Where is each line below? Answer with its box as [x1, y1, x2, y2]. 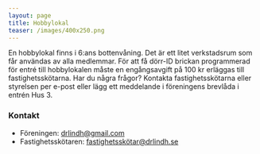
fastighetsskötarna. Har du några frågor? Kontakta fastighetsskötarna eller [8, 73, 252, 83]
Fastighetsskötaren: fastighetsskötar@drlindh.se [19, 137, 179, 146]
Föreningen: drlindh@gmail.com [19, 128, 125, 137]
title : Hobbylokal [8, 19, 69, 27]
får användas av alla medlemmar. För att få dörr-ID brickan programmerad [8, 56, 250, 66]
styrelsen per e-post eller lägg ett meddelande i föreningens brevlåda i [8, 82, 240, 91]
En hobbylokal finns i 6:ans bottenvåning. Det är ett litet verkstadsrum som [8, 48, 253, 58]
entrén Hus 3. [8, 90, 53, 100]
